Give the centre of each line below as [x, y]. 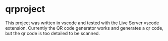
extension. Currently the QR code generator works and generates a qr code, [85, 28]
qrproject [25, 9]
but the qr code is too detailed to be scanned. [52, 33]
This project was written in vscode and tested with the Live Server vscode [82, 23]
